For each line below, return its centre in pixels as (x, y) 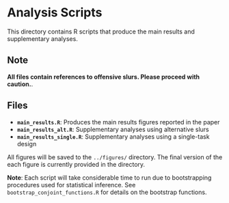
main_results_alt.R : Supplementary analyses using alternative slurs (113, 129)
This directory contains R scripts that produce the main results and (101, 31)
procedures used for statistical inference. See (71, 185)
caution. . (20, 84)
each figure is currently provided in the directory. (76, 164)
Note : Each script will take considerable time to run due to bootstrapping (109, 177)
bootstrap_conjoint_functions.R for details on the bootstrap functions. (107, 192)
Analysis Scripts (55, 13)
